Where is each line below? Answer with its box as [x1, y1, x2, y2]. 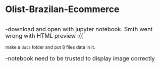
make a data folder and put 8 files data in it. [5, 44, 96, 50]
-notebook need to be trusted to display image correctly [5, 54, 155, 62]
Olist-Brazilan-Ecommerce [5, 4, 120, 15]
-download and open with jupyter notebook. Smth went [5, 25, 153, 33]
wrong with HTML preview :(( [5, 32, 83, 39]
